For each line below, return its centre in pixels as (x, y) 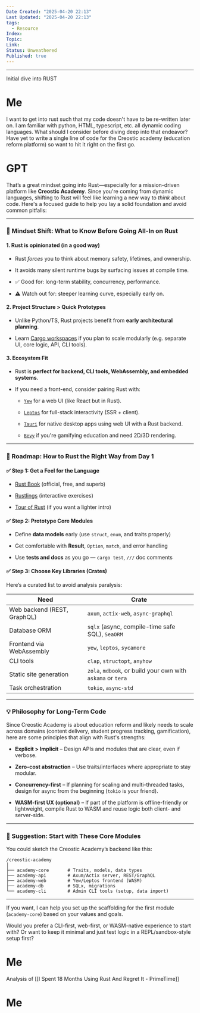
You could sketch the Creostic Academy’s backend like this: (79, 849)
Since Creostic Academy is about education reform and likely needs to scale (100, 724)
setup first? (20, 939)
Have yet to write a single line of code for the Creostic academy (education (98, 138)
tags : (13, 23)
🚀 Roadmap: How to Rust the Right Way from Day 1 (80, 456)
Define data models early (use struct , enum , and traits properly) (93, 534)
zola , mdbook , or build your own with (137, 670)
